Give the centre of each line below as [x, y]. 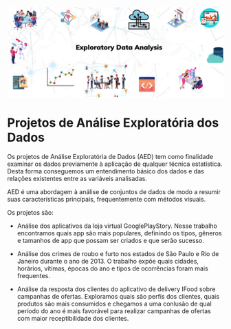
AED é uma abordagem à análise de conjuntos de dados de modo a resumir [114, 191]
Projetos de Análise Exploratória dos [113, 123]
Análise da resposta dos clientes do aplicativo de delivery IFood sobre [116, 289]
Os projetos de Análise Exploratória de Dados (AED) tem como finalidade [110, 156]
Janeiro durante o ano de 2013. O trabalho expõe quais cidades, [108, 261]
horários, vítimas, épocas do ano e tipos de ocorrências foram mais [112, 268]
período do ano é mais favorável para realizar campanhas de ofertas [114, 311]
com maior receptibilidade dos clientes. [73, 318]
